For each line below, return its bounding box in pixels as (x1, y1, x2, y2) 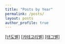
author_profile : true (5, 20, 49, 25)
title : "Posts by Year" (5, 7, 53, 12)
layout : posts (5, 16, 34, 21)
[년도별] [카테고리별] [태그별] (5, 34, 60, 40)
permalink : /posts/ (5, 11, 45, 16)
